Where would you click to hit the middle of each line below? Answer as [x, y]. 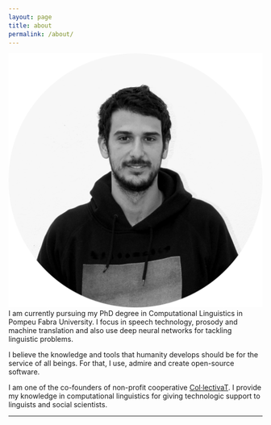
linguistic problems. [41, 340]
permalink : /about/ [41, 34]
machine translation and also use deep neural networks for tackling [120, 331]
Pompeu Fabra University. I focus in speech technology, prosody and [123, 322]
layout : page [30, 17]
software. [24, 372]
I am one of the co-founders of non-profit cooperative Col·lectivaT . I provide [135, 388]
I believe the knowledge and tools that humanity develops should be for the [133, 355]
